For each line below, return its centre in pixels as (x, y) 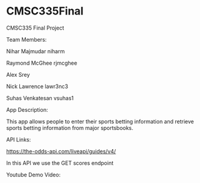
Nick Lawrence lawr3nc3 (37, 86)
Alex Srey (18, 74)
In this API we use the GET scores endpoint (60, 163)
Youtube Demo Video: (33, 175)
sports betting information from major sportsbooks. (70, 127)
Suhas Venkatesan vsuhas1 (40, 98)
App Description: (27, 109)
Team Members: (27, 39)
